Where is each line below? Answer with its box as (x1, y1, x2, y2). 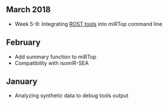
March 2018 (6, 5, 51, 15)
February (6, 38, 41, 48)
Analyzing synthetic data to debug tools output (14, 92, 129, 99)
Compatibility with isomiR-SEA (14, 59, 89, 67)
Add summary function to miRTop (14, 53, 97, 60)
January (6, 77, 38, 87)
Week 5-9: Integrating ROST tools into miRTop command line (14, 20, 163, 27)
